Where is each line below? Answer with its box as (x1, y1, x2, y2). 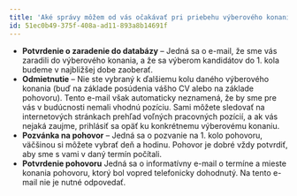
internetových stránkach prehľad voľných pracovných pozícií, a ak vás (21, 111, 278, 122)
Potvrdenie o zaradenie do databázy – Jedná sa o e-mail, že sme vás (21, 45, 278, 56)
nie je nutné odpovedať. (39, 177, 126, 187)
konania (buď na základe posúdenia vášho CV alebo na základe (21, 83, 255, 94)
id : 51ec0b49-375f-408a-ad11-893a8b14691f (9, 21, 168, 30)
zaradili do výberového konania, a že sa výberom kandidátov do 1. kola (21, 55, 280, 65)
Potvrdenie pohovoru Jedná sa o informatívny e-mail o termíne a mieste (21, 158, 287, 169)
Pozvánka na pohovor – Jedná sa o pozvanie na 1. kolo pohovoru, (21, 130, 263, 140)
